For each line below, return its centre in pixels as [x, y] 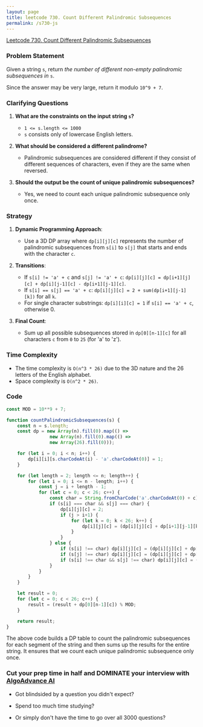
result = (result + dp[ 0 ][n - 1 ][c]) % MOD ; [82, 605]
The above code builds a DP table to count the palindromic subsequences [98, 638]
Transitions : [31, 266]
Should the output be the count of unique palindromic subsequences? [105, 182]
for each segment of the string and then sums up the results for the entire [98, 645]
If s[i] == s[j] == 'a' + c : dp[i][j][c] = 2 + [82, 290]
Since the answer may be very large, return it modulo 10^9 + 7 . [85, 87]
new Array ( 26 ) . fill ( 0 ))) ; [82, 443]
